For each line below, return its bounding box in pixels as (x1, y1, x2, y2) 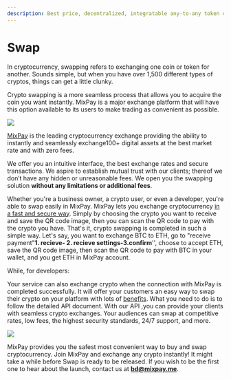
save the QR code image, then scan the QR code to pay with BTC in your (7, 246, 212, 254)
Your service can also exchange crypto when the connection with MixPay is (7, 279, 222, 288)
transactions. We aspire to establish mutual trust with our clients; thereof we (7, 167, 223, 175)
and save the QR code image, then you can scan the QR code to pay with (7, 216, 214, 224)
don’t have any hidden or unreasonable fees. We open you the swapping (7, 173, 213, 182)
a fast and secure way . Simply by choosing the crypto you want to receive (7, 209, 217, 218)
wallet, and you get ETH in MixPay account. (7, 253, 131, 262)
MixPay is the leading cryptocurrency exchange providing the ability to (7, 131, 208, 140)
